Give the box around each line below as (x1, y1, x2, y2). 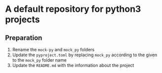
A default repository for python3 (5, 3, 141, 15)
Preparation (5, 34, 42, 42)
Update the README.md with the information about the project (12, 63, 134, 68)
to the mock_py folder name (12, 57, 67, 63)
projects (5, 14, 40, 25)
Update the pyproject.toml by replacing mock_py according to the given (12, 52, 158, 58)
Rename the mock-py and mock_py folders (12, 47, 95, 52)
